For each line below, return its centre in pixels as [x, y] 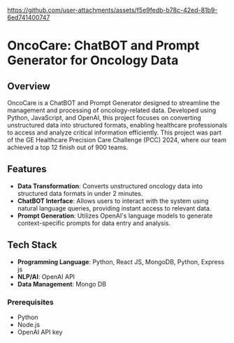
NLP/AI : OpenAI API [46, 276]
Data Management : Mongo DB [62, 284]
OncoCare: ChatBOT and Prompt [103, 46]
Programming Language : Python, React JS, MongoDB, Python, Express [121, 261]
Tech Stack [32, 245]
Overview [29, 86]
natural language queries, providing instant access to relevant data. [114, 208]
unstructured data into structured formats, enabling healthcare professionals [117, 125]
